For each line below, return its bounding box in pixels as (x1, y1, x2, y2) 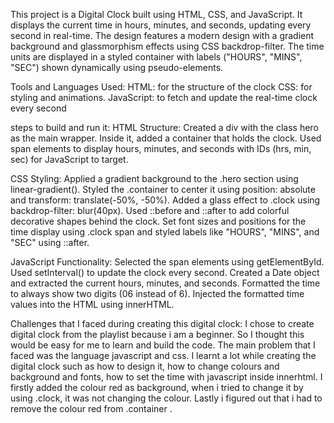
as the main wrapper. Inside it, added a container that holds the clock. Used (10, 132, 322, 144)
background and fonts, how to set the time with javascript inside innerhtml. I (10, 371, 323, 383)
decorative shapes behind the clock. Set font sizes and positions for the (10, 215, 307, 227)
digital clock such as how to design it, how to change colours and (10, 360, 280, 372)
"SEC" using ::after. (10, 237, 90, 248)
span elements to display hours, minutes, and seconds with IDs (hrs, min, (10, 143, 312, 154)
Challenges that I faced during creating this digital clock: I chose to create (10, 318, 315, 329)
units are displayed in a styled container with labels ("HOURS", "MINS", (10, 51, 303, 63)
